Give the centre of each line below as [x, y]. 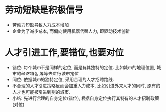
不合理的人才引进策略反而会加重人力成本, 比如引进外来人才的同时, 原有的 [86, 86]
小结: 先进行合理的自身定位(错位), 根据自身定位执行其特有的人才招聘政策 [85, 98]
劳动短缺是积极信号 [44, 10]
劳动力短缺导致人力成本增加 [41, 25]
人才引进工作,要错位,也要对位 [64, 53]
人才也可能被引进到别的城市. [41, 92]
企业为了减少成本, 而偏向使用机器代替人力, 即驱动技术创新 [71, 31]
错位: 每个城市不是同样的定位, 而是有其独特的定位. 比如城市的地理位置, [84, 67]
